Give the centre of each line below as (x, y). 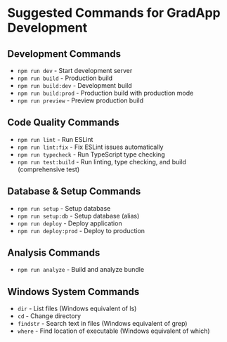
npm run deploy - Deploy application (70, 223)
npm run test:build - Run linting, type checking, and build (102, 162)
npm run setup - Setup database (64, 208)
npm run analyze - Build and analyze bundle (81, 270)
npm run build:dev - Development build (74, 85)
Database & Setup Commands (74, 191)
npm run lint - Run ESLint (55, 139)
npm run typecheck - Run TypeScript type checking (91, 154)
